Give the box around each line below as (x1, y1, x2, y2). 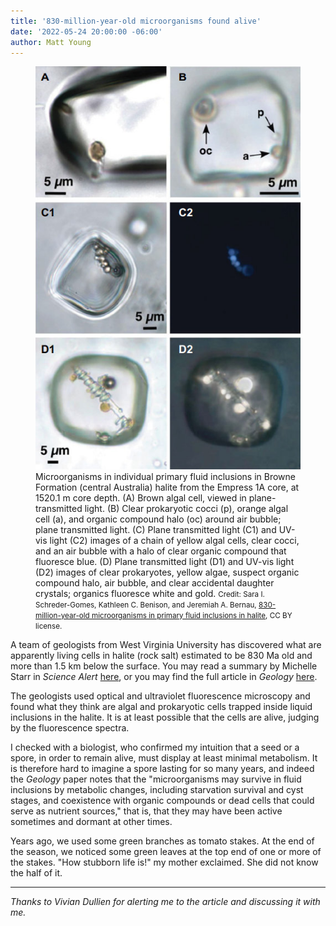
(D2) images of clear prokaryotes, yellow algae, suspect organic (35, 566, 300, 578)
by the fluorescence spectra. (10, 721, 130, 734)
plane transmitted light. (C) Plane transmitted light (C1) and (35, 523, 277, 535)
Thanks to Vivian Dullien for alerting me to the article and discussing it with (10, 895, 321, 907)
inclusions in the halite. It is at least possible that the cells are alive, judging (10, 711, 320, 723)
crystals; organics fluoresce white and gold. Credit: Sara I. (35, 587, 265, 599)
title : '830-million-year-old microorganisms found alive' (10, 16, 262, 26)
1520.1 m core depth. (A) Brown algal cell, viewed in (35, 491, 247, 504)
